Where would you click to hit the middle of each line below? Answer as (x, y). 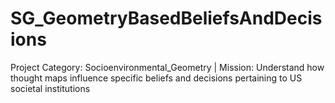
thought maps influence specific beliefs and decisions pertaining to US (156, 78)
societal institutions (50, 88)
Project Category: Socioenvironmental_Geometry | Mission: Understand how (167, 67)
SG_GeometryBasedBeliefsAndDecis (166, 18)
